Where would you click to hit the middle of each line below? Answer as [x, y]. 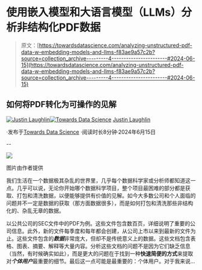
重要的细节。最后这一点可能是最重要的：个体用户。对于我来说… [116, 261]
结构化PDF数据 [64, 27]
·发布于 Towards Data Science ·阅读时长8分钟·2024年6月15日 [81, 132]
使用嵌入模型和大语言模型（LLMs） [94, 12]
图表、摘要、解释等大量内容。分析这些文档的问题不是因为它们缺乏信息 [103, 246]
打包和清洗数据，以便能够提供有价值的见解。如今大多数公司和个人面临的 [106, 195]
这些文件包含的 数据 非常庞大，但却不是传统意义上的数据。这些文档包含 [103, 238]
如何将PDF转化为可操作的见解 [62, 105]
